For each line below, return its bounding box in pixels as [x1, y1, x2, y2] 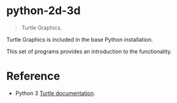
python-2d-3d [6, 4, 81, 18]
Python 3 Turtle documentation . [15, 90, 96, 97]
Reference [6, 69, 60, 83]
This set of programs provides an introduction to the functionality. [6, 47, 173, 55]
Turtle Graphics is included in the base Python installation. [6, 36, 153, 43]
